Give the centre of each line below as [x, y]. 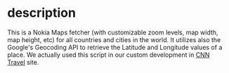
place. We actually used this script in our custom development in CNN [109, 55]
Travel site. [23, 62]
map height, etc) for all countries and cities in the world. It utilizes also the [114, 39]
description [41, 13]
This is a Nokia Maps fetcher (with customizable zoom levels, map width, [113, 32]
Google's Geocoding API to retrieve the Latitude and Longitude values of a [115, 47]
